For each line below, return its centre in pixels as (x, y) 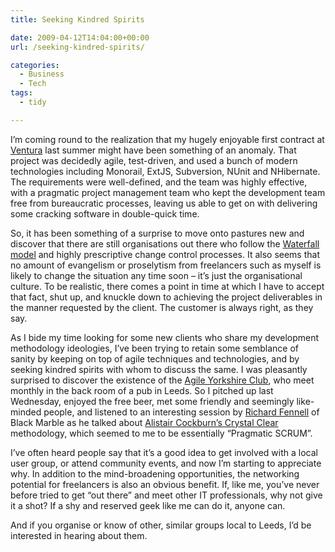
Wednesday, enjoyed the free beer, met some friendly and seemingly (152, 401)
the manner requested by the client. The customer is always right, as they (162, 307)
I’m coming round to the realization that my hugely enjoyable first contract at (167, 139)
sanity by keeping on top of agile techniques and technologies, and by (155, 358)
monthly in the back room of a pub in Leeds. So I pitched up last (142, 390)
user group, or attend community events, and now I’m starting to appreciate (166, 463)
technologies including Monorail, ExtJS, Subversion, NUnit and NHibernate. (165, 171)
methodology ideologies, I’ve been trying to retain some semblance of (154, 348)
